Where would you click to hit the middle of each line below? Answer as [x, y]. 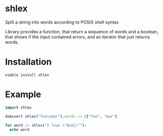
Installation [28, 62]
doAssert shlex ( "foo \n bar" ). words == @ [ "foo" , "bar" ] [61, 116]
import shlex [18, 108]
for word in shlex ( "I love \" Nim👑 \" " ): [46, 125]
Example [23, 95]
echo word [19, 130]
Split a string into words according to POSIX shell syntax [62, 22]
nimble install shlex [27, 75]
